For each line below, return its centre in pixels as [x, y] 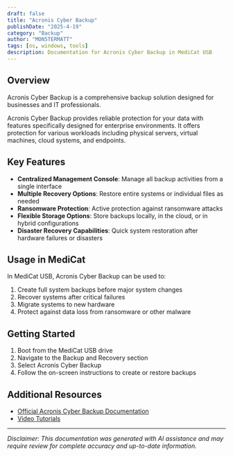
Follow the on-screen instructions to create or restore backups [106, 373]
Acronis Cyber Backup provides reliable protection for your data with [105, 118]
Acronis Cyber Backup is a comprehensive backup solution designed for [111, 97]
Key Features [36, 162]
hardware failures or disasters [60, 238]
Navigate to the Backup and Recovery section [83, 358]
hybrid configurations [48, 223]
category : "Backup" [35, 33]
